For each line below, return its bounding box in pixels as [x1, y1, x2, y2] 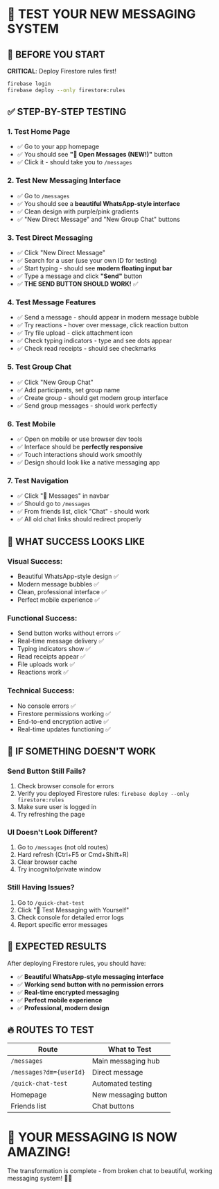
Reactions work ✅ [17, 668, 69, 677]
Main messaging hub [91, 1057, 161, 1066]
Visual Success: [7, 556, 63, 566]
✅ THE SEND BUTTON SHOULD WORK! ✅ [17, 280, 139, 288]
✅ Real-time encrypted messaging [17, 988, 119, 996]
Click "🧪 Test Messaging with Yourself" [17, 905, 130, 914]
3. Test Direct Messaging [7, 232, 94, 242]
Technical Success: [7, 686, 75, 695]
